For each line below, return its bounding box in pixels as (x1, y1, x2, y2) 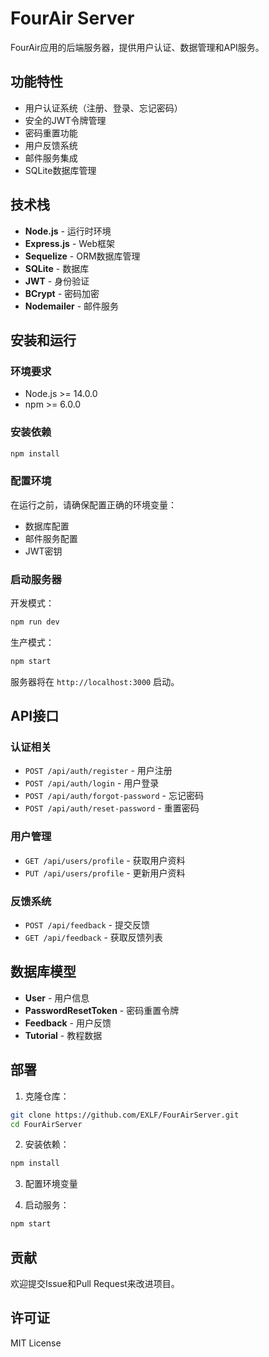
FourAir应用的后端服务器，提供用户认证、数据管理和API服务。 (10, 41, 265, 53)
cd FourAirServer (10, 1119, 83, 1129)
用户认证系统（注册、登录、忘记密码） (24, 102, 183, 114)
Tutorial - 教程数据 (24, 1029, 103, 1041)
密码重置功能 (24, 127, 78, 139)
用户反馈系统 (24, 139, 78, 151)
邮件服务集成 (24, 152, 78, 164)
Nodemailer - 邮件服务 (24, 300, 120, 312)
